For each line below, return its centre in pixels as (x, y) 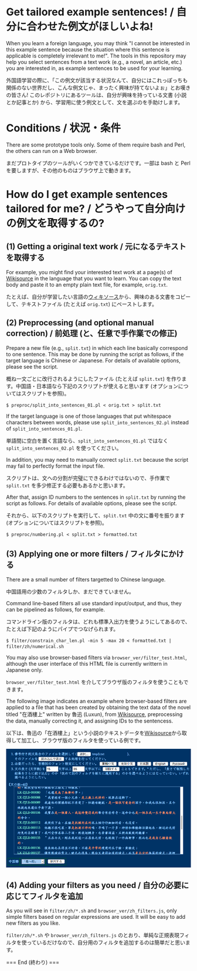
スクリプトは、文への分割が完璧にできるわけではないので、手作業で (88, 478)
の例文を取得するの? (55, 224)
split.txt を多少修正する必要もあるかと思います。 (67, 485)
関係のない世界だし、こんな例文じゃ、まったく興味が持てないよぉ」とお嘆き (98, 87)
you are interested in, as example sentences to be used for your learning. (94, 68)
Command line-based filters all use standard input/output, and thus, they (94, 603)
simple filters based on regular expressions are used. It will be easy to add (96, 917)
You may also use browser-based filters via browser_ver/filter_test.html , (96, 657)
